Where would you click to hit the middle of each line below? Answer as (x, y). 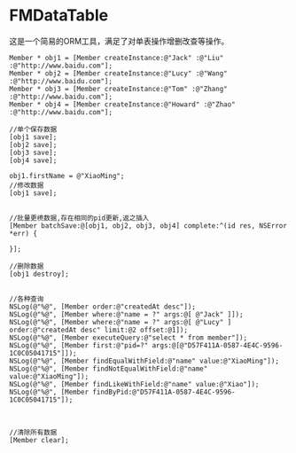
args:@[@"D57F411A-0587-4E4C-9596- (218, 345)
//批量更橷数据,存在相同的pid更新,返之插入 (79, 218)
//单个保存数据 (33, 129)
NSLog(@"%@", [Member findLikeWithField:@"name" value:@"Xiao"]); (134, 384)
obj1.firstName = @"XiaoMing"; (67, 176)
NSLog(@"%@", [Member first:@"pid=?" (79, 345)
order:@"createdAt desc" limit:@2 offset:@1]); (99, 330)
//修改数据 (27, 185)
